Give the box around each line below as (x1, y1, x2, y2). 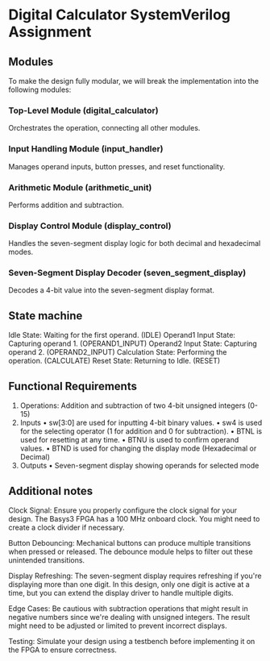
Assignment (8, 23, 92, 41)
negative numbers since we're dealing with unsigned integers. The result (8, 612, 251, 622)
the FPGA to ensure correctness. (8, 645, 117, 655)
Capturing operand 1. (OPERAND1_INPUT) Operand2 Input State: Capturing (8, 339, 258, 348)
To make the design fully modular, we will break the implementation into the (8, 77, 260, 85)
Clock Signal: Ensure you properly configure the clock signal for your (8, 505, 238, 515)
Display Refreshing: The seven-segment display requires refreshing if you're (8, 571, 262, 580)
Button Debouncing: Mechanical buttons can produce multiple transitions (8, 538, 251, 547)
